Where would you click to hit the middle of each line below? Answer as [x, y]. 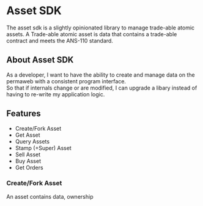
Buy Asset [28, 161]
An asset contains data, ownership [50, 196]
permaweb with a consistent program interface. [66, 81]
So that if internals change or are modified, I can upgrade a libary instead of [102, 88]
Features [24, 114]
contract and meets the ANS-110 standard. [60, 40]
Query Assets [32, 141]
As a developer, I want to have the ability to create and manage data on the [101, 75]
